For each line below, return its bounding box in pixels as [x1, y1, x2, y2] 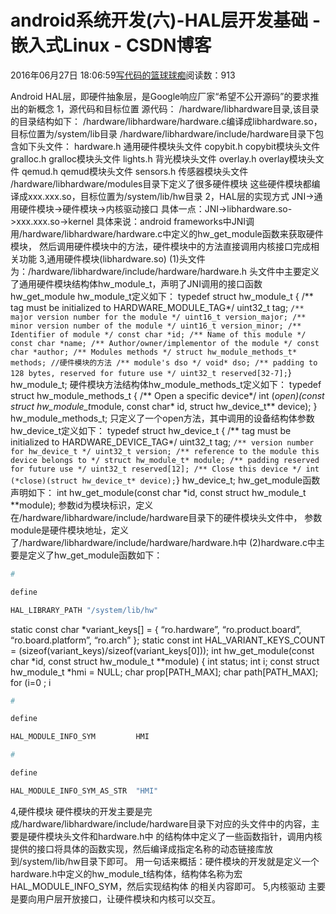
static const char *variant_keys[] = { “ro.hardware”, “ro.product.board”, [10, 623, 302, 635]
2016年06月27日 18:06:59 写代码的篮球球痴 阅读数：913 [10, 69, 236, 81]
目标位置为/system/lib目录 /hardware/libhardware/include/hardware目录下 [10, 127, 316, 140]
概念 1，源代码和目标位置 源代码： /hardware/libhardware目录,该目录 [36, 102, 320, 115]
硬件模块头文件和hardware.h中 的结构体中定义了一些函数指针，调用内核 [27, 830, 323, 842]
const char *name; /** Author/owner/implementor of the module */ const [10, 338, 320, 348]
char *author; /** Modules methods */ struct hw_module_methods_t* [10, 347, 298, 357]
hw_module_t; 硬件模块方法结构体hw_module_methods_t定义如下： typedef [10, 378, 322, 390]
